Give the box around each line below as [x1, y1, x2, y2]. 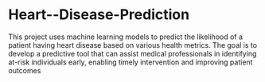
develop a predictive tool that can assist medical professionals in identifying [8, 49, 257, 58]
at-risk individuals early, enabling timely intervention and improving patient [8, 57, 253, 67]
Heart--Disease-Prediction [8, 6, 189, 24]
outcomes [8, 65, 41, 75]
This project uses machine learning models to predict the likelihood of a [8, 32, 244, 41]
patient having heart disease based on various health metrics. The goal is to [8, 40, 257, 49]
